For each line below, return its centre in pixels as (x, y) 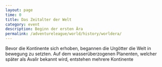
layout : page (19, 10)
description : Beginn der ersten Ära (44, 29)
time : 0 (13, 15)
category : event (22, 24)
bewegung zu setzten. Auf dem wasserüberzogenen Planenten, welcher (81, 54)
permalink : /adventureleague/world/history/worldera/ (64, 34)
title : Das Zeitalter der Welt (38, 19)
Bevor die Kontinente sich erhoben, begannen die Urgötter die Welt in (78, 48)
